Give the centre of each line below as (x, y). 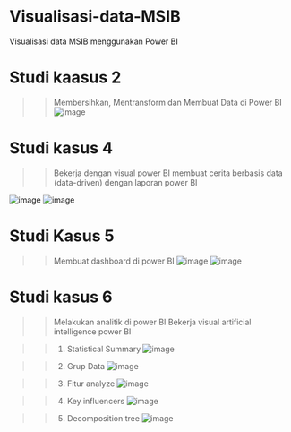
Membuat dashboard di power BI (114, 261)
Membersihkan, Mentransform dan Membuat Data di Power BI (167, 102)
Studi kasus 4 (61, 148)
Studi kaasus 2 (65, 78)
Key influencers (96, 401)
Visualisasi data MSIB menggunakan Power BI (94, 41)
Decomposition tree (103, 418)
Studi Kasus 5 (62, 236)
